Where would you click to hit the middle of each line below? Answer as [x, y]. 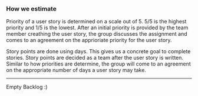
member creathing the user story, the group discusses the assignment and [97, 34]
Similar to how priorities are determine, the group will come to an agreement [99, 64]
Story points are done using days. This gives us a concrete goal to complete [98, 52]
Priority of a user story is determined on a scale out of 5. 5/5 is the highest [96, 22]
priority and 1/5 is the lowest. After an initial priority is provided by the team [97, 28]
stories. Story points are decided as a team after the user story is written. [95, 58]
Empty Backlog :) [27, 87]
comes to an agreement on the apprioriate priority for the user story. [89, 40]
